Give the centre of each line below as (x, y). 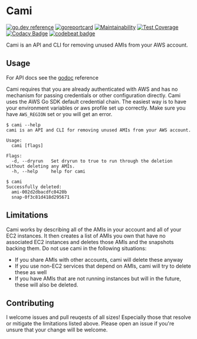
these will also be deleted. (46, 285)
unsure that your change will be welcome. (57, 330)
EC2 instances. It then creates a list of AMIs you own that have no (86, 236)
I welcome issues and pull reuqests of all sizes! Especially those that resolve (99, 317)
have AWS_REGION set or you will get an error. (59, 114)
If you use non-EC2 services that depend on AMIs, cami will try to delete (103, 266)
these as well (31, 272)
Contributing (30, 303)
